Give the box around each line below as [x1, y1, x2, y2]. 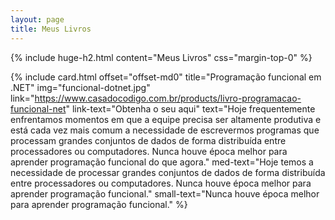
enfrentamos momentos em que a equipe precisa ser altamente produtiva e [10, 113, 322, 125]
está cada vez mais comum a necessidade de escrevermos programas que [10, 124, 320, 136]
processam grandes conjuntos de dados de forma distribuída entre [10, 134, 287, 146]
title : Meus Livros [10, 24, 92, 34]
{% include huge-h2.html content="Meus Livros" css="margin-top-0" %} [10, 51, 313, 63]
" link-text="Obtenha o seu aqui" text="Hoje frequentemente [65, 102, 316, 115]
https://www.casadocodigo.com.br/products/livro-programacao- [34, 92, 302, 104]
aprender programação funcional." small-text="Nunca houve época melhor [10, 187, 320, 200]
